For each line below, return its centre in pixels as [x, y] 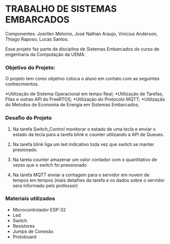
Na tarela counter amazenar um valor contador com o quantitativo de [85, 159]
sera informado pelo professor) [45, 186]
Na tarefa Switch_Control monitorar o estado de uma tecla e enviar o [84, 129]
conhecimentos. [22, 84]
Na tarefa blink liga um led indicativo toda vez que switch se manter [83, 144]
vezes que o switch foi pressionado [50, 165]
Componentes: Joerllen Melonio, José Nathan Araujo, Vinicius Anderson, [82, 34]
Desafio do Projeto [29, 118]
